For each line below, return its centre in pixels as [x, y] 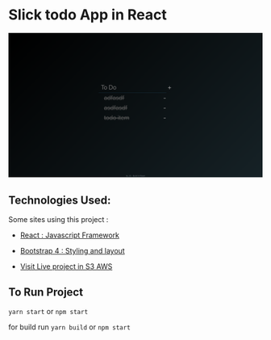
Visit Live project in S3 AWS [66, 267]
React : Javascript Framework [69, 235]
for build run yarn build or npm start [69, 327]
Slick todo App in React [88, 15]
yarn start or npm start [48, 312]
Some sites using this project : [58, 220]
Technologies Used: [60, 200]
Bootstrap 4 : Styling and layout [72, 251]
